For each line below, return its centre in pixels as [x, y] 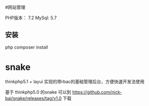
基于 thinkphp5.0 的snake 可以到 [38, 92]
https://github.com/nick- [97, 92]
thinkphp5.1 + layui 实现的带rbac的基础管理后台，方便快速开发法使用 [75, 81]
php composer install [27, 47]
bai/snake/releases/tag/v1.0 [33, 98]
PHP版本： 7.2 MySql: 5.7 [31, 18]
